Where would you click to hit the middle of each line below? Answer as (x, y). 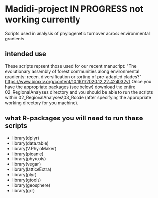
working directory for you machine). (42, 103)
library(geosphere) (31, 185)
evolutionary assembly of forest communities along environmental (72, 71)
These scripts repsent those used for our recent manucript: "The (71, 66)
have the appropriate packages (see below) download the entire (70, 87)
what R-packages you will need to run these (74, 118)
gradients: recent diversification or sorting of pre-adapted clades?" (73, 76)
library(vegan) (27, 164)
